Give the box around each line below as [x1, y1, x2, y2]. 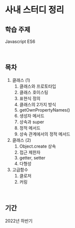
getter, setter [19, 154, 45, 161]
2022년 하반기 [5, 218, 33, 224]
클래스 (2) [12, 137, 32, 143]
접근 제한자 [19, 149, 40, 155]
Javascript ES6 [5, 38, 36, 44]
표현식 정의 [19, 95, 40, 101]
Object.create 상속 [19, 143, 56, 149]
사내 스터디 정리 [5, 4, 64, 16]
